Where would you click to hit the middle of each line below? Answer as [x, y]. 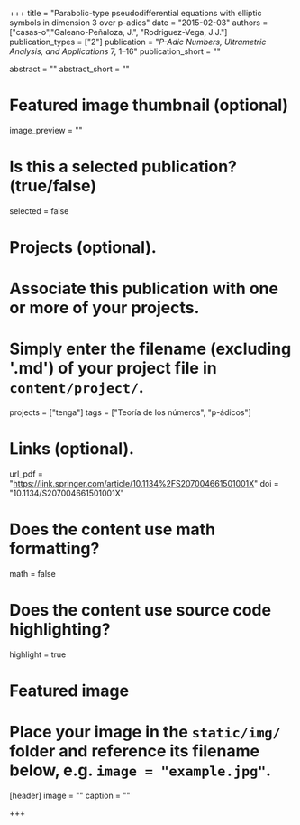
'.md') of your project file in [114, 368]
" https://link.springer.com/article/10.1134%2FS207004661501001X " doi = [144, 484]
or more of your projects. [105, 308]
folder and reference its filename [134, 751]
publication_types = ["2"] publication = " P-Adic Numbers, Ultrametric [138, 42]
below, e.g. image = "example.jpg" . [141, 770]
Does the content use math [113, 529]
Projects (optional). [83, 248]
